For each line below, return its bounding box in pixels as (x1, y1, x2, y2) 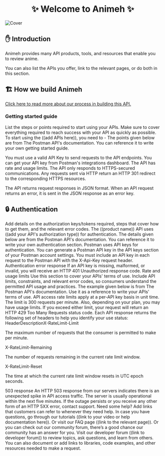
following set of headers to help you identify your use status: (5, 315, 129, 321)
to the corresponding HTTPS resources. (5, 176, 86, 182)
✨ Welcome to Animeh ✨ (31, 3, 134, 15)
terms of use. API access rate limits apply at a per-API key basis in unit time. (5, 294, 160, 300)
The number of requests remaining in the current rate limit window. (5, 354, 141, 360)
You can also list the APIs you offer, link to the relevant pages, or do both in (5, 65, 158, 71)
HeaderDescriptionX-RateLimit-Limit (5, 320, 79, 326)
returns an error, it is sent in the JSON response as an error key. (5, 190, 134, 196)
